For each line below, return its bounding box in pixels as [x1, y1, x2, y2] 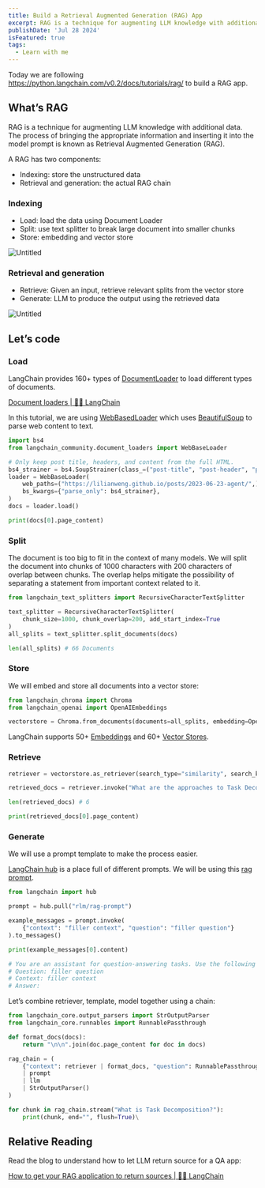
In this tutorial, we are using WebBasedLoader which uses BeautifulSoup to [8, 413, 252, 423]
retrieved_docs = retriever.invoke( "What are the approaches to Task [8, 784, 242, 792]
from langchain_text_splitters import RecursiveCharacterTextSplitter [8, 594, 245, 602]
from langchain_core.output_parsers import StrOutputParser [8, 1012, 211, 1020]
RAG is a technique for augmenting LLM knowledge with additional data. [8, 122, 243, 131]
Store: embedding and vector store [19, 232, 134, 242]
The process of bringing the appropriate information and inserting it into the [8, 130, 254, 140]
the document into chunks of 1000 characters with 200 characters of [8, 562, 233, 571]
